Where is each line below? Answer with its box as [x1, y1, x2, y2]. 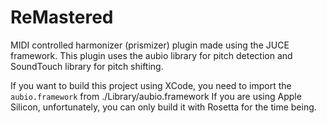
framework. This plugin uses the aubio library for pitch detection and [10, 49, 293, 61]
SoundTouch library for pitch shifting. [10, 60, 164, 72]
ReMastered [10, 6, 114, 29]
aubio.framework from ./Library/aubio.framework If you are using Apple [10, 90, 302, 102]
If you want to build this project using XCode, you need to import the [10, 79, 292, 91]
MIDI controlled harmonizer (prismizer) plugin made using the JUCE [10, 39, 290, 51]
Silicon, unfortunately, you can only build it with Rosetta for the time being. [10, 101, 317, 113]
